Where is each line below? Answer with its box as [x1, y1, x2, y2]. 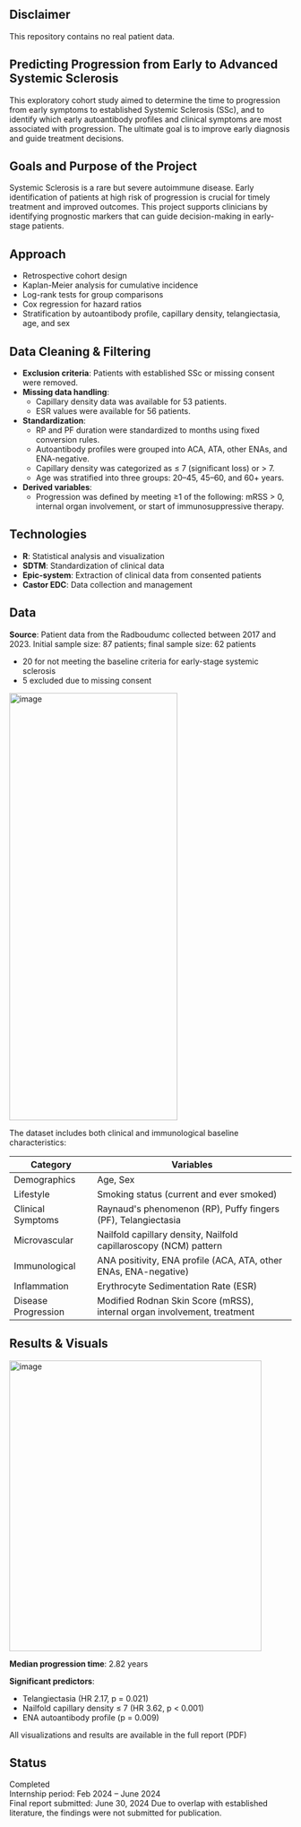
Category [30, 1158, 72, 1170]
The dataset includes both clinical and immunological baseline [9, 1127, 239, 1138]
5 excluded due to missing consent [21, 675, 152, 685]
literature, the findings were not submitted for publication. [9, 1807, 222, 1818]
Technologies [9, 527, 88, 542]
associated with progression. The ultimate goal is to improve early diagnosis [9, 123, 290, 134]
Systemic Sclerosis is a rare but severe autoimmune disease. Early [9, 183, 254, 194]
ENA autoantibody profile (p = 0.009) [21, 1711, 159, 1723]
